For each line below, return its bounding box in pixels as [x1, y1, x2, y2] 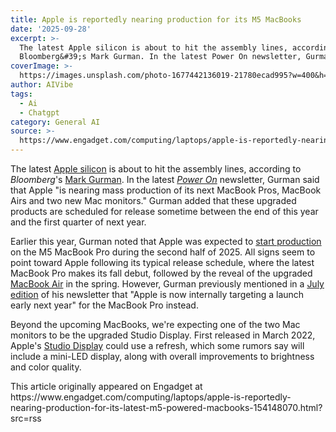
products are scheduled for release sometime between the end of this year [10, 206, 319, 217]
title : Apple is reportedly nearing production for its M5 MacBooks [10, 14, 302, 25]
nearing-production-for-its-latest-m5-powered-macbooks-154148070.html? [10, 402, 323, 413]
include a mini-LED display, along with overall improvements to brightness [10, 351, 315, 362]
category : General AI [10, 117, 101, 127]
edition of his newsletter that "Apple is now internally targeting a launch [10, 289, 305, 300]
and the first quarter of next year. [10, 216, 147, 228]
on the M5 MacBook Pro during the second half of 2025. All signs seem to [10, 246, 316, 258]
